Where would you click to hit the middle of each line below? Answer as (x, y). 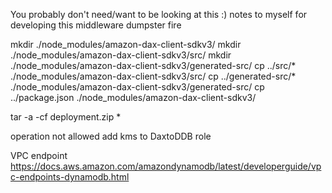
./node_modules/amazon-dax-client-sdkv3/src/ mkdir (121, 55)
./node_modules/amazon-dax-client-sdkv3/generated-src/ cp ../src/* (153, 65)
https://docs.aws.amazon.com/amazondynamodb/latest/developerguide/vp (166, 166)
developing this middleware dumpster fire (96, 25)
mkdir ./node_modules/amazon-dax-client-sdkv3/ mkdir (126, 44)
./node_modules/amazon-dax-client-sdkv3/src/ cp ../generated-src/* (153, 76)
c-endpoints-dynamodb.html (70, 177)
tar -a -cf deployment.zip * (66, 117)
